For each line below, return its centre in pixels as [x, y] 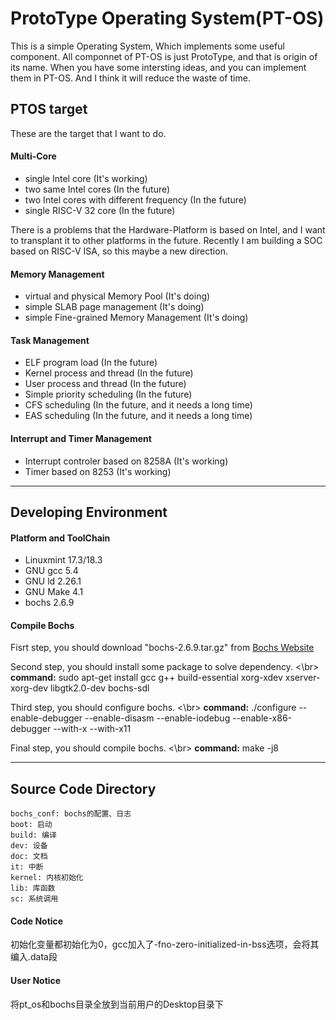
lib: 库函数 [33, 888]
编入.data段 [34, 957]
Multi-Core [33, 156]
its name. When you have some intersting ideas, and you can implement [158, 67]
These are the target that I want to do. [88, 133]
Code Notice [37, 921]
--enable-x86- [262, 718]
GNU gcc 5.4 [51, 571]
